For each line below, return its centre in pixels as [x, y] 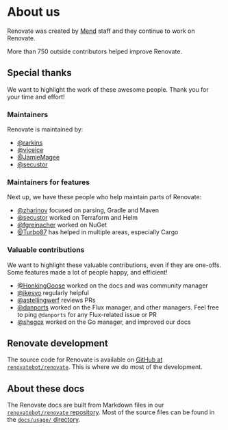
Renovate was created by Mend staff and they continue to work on [101, 31]
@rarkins [30, 143]
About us [34, 12]
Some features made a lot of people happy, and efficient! [87, 272]
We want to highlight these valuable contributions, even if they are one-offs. [114, 265]
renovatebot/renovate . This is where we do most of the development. [105, 367]
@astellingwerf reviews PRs [56, 300]
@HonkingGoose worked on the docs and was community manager [113, 286]
